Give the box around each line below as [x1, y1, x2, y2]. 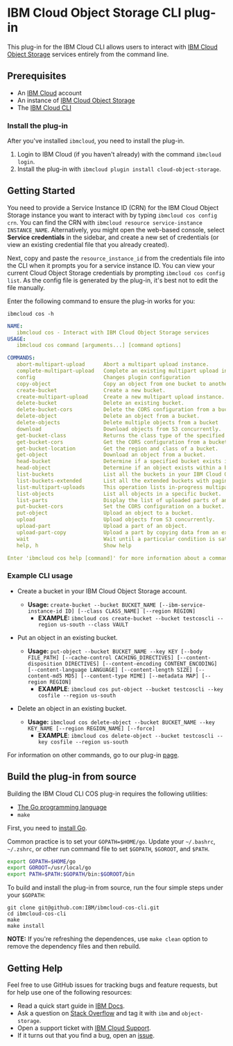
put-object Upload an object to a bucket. [16, 510, 194, 517]
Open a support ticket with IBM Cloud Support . [17, 1024, 151, 1032]
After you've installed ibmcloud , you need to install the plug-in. [7, 137, 185, 145]
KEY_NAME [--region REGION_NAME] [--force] [27, 725, 156, 732]
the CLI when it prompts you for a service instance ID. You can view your [7, 261, 215, 269]
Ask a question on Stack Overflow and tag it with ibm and [17, 1009, 180, 1017]
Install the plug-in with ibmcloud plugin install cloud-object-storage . [17, 165, 221, 173]
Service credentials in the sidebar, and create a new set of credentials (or [7, 233, 219, 241]
